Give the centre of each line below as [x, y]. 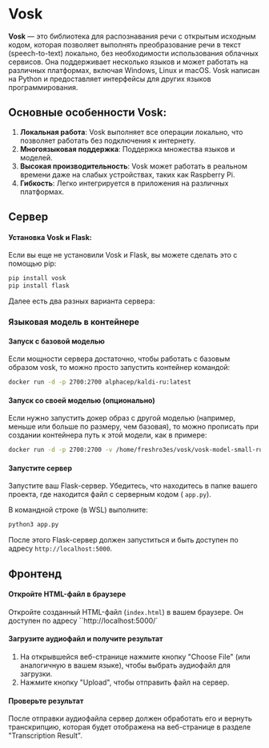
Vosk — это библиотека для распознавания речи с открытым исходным [132, 36]
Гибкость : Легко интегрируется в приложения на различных [124, 183]
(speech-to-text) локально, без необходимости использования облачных [133, 53]
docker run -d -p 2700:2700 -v [60, 450]
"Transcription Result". [45, 736]
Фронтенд [35, 573]
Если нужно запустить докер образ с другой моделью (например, [122, 418]
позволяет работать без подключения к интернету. [108, 140]
